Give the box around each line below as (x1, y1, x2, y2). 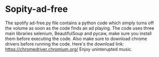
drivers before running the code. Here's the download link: (5, 41, 124, 47)
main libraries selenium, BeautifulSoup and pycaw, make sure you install (5, 30, 152, 36)
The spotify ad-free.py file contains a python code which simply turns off (5, 20, 154, 26)
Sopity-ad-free (5, 3, 68, 15)
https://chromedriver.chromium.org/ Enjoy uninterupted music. (5, 46, 132, 52)
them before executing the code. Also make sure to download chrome (5, 36, 147, 42)
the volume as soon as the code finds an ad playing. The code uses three (5, 25, 155, 31)
